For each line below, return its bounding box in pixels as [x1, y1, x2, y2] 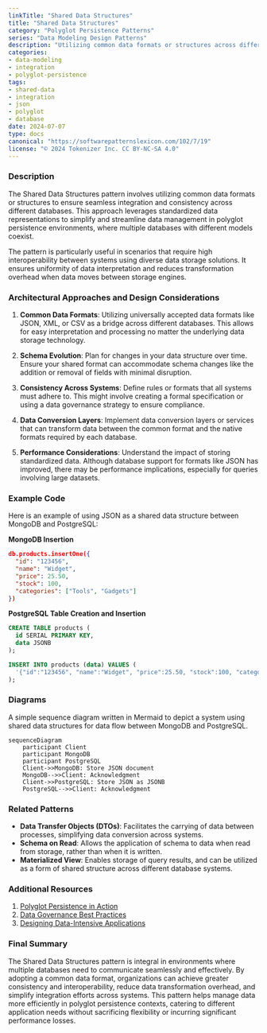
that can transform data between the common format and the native [19, 423, 242, 433]
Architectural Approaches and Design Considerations [8, 292, 220, 303]
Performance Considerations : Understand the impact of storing [19, 447, 230, 457]
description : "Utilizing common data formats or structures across [8, 41, 237, 49]
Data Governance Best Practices [19, 910, 127, 919]
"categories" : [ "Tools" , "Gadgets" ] [15, 587, 137, 595]
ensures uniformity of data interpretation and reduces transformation [8, 263, 234, 273]
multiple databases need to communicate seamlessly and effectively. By [8, 965, 245, 974]
